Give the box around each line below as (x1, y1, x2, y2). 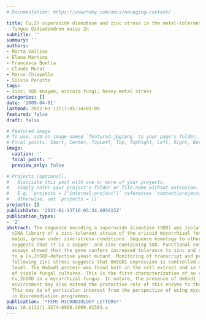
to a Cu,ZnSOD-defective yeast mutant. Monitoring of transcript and (12, 253, 193, 259)
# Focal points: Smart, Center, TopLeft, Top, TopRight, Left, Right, (6, 139, 191, 146)
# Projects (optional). (6, 173, 67, 180)
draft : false (6, 117, 40, 123)
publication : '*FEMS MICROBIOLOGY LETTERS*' (6, 299, 122, 305)
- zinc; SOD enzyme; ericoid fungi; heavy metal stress (6, 88, 152, 95)
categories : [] (6, 94, 45, 101)
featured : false (6, 111, 48, 117)
